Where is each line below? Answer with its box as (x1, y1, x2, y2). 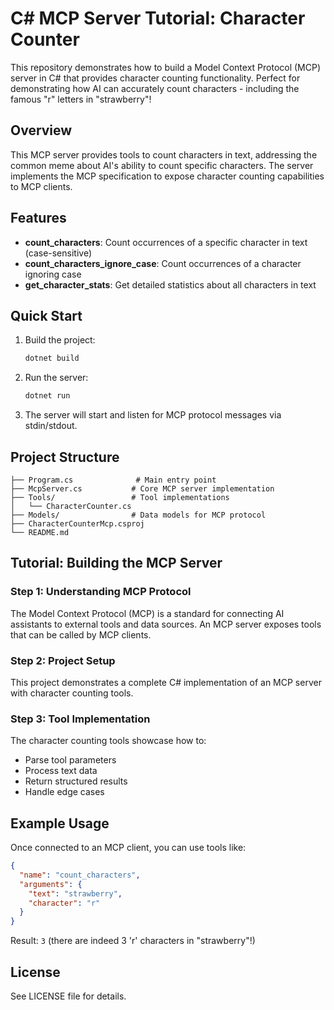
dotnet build (24, 353, 80, 364)
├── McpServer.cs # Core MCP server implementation (10, 483, 275, 494)
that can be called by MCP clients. (10, 628, 152, 641)
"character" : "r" (28, 898, 101, 908)
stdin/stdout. (24, 420, 78, 432)
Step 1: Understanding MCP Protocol (10, 585, 192, 599)
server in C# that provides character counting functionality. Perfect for (10, 72, 301, 84)
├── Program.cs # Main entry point (10, 475, 217, 485)
